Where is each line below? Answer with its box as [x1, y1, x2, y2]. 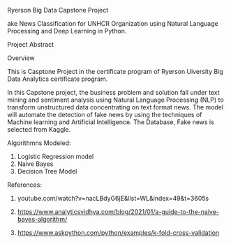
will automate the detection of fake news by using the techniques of [7, 111, 202, 119]
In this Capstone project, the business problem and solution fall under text [7, 89, 220, 96]
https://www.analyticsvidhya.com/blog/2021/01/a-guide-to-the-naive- [17, 208, 220, 215]
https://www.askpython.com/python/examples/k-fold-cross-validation [17, 229, 220, 236]
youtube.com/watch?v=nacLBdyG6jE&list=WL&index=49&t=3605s [17, 195, 209, 202]
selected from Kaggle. [7, 125, 71, 133]
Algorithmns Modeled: [7, 139, 71, 147]
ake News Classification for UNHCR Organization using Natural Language [7, 20, 218, 27]
